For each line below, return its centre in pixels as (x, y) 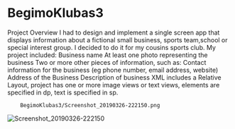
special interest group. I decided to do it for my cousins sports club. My (112, 47)
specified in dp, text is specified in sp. (63, 92)
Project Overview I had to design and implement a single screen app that (114, 32)
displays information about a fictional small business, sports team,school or (118, 39)
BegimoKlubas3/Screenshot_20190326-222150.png (90, 105)
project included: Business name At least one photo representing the (108, 55)
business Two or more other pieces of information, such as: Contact (107, 62)
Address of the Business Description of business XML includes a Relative (114, 77)
